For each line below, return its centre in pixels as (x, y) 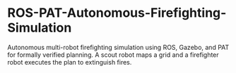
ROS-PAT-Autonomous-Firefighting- (117, 13)
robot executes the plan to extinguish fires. (70, 62)
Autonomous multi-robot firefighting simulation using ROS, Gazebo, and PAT (118, 47)
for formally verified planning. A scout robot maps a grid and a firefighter (113, 55)
